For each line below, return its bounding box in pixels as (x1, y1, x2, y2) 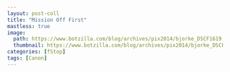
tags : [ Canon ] (7, 55, 48, 62)
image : (7, 29, 26, 36)
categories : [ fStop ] (7, 49, 66, 56)
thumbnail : (13, 42, 44, 49)
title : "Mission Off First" (7, 16, 88, 23)
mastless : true (7, 23, 51, 29)
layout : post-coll (7, 10, 60, 17)
